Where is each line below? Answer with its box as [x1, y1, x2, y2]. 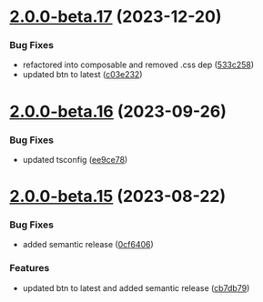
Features [9, 262, 50, 275]
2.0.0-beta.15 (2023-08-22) [9, 186, 226, 206]
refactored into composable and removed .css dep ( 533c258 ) [22, 59, 255, 70]
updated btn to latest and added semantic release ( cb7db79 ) [22, 282, 250, 293]
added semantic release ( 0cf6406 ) [22, 239, 155, 250]
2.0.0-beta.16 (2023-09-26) [9, 101, 228, 122]
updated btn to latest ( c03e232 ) [22, 69, 143, 80]
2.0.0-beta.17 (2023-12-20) [9, 6, 222, 27]
